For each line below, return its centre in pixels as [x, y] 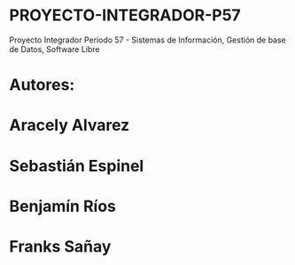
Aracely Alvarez [70, 125]
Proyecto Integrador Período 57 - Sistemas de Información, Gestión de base [147, 40]
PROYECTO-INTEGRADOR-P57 [125, 15]
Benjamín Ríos [63, 206]
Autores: [42, 85]
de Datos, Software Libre [54, 49]
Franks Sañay [60, 246]
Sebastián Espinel [77, 166]
